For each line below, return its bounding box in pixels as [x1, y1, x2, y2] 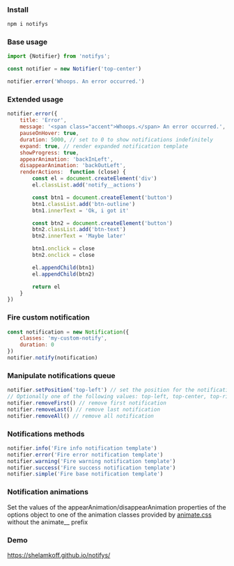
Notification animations [7, 487, 89, 497]
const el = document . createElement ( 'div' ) [32, 175, 157, 182]
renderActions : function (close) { [19, 168, 127, 175]
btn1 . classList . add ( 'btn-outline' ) [32, 201, 136, 207]
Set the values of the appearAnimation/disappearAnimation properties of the [7, 503, 226, 511]
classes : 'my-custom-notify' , [19, 335, 108, 342]
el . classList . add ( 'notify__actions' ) [32, 182, 141, 189]
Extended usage [7, 95, 64, 104]
